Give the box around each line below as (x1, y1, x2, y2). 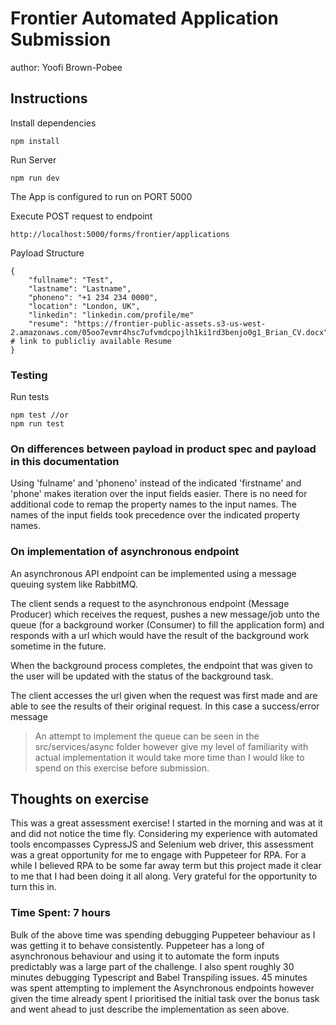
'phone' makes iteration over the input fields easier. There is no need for (10, 488, 308, 500)
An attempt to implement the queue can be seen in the (34, 730, 260, 742)
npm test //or (10, 410, 70, 421)
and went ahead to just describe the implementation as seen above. (10, 1003, 290, 1015)
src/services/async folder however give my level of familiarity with (34, 740, 309, 752)
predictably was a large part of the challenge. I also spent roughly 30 (10, 960, 295, 972)
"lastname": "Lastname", (28, 283, 132, 294)
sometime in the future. (10, 640, 107, 652)
